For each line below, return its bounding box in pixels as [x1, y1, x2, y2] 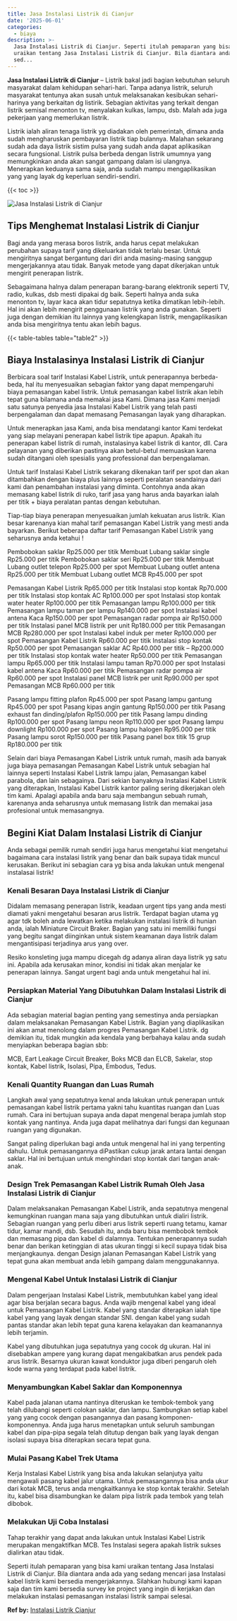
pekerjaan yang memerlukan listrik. [7, 113, 109, 122]
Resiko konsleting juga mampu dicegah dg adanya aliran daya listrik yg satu [7, 953, 227, 962]
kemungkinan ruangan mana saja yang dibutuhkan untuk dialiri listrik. [7, 1212, 209, 1220]
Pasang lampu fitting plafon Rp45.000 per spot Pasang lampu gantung [7, 695, 212, 704]
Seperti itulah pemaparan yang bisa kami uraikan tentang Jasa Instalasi [7, 1562, 214, 1570]
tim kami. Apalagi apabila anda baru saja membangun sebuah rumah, [7, 791, 208, 800]
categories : [7, 23, 42, 30]
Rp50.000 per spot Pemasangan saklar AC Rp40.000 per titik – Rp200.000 [7, 644, 224, 652]
